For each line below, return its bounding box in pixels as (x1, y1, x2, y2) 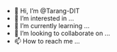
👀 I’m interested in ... (13, 14, 74, 22)
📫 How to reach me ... (13, 37, 80, 45)
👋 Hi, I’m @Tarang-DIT (13, 7, 80, 15)
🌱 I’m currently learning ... (13, 22, 90, 30)
